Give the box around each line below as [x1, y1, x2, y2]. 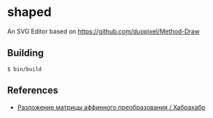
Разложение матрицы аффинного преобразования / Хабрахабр [17, 103, 206, 111]
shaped [7, 4, 52, 20]
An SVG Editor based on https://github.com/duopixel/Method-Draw [7, 27, 200, 35]
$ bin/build [7, 65, 42, 73]
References [7, 85, 58, 96]
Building [7, 47, 44, 59]
